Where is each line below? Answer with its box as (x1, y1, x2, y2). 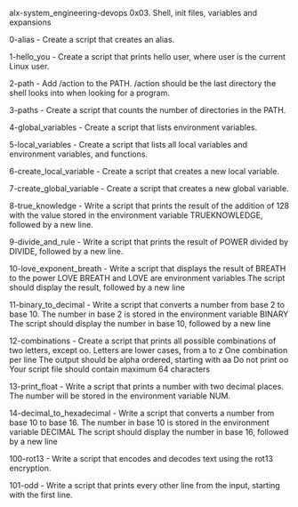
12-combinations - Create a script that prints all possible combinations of (9, 335, 277, 346)
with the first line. (9, 489, 73, 500)
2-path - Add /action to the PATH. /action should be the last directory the (9, 78, 277, 88)
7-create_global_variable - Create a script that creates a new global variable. (9, 183, 289, 194)
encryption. (9, 463, 52, 473)
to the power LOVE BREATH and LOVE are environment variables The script (9, 273, 286, 283)
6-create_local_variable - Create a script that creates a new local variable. (9, 166, 280, 176)
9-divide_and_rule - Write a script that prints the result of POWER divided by (9, 237, 289, 247)
